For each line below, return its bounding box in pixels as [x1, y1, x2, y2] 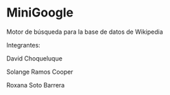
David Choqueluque [6, 54, 63, 63]
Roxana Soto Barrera [6, 81, 65, 89]
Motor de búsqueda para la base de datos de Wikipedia [6, 28, 164, 36]
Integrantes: [6, 41, 40, 49]
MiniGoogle [6, 5, 74, 21]
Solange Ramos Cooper [6, 67, 73, 76]
